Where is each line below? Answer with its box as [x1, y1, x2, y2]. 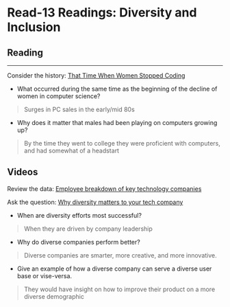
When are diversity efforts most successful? [16, 211, 142, 219]
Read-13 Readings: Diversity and [7, 5, 197, 21]
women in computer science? [16, 92, 101, 100]
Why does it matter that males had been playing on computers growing [16, 119, 218, 126]
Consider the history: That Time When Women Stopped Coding [7, 71, 186, 80]
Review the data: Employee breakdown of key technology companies [7, 184, 202, 193]
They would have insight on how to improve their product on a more [23, 285, 216, 293]
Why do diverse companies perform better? [16, 238, 140, 246]
